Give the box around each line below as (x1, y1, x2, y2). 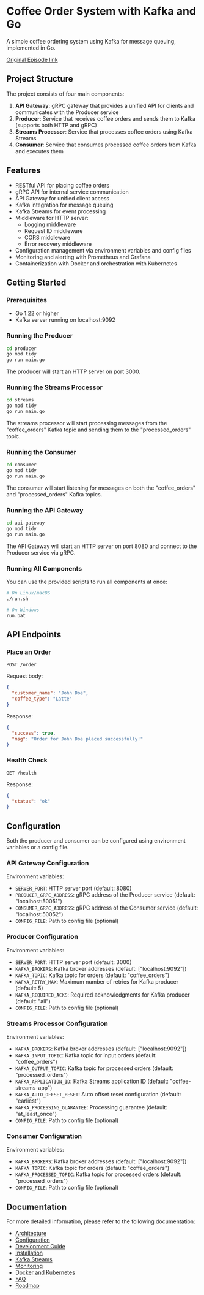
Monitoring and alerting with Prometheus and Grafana (15, 253, 151, 260)
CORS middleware (24, 234, 71, 241)
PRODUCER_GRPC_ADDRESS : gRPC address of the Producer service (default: (15, 891, 195, 898)
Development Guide (15, 1243, 65, 1250)
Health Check (6, 756, 48, 764)
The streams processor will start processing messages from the (6, 420, 167, 427)
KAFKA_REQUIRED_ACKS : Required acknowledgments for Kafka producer (15, 991, 190, 998)
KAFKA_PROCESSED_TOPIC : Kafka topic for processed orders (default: (15, 1171, 182, 1178)
